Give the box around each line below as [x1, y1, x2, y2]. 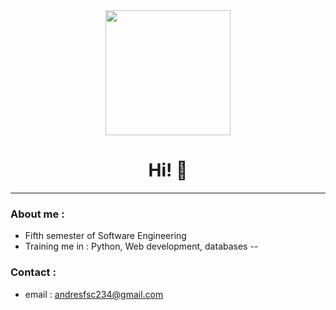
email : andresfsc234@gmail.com [24, 288, 164, 300]
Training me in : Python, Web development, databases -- [24, 240, 259, 253]
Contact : [10, 265, 57, 279]
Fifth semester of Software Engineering [24, 230, 187, 242]
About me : [10, 207, 65, 221]
